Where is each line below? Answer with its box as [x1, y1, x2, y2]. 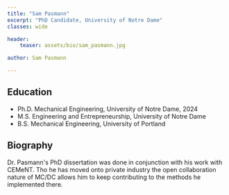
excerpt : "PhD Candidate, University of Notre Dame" [7, 17, 163, 24]
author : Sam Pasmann [7, 55, 67, 62]
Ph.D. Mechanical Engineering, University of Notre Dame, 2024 [17, 105, 198, 113]
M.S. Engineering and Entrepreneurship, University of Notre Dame [17, 112, 206, 120]
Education [7, 86, 53, 98]
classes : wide [7, 23, 49, 30]
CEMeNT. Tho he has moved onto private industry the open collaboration [7, 165, 217, 173]
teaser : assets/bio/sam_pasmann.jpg [19, 42, 126, 49]
